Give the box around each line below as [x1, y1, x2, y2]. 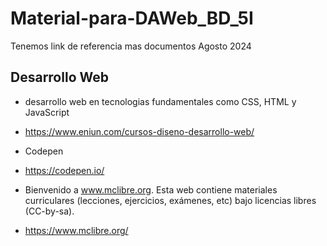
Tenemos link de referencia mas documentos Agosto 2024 [10, 40, 252, 52]
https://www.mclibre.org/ [24, 224, 129, 236]
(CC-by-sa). [24, 205, 75, 217]
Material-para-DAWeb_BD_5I [10, 7, 254, 30]
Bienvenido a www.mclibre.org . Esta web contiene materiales [24, 183, 278, 196]
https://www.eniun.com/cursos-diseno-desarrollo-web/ [24, 125, 255, 137]
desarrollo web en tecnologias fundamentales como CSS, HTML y [24, 95, 297, 107]
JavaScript [24, 106, 70, 118]
